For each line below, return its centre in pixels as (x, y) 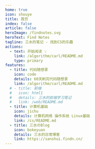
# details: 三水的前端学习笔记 (41, 97)
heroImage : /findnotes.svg (33, 33)
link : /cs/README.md (35, 120)
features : (15, 65)
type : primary (28, 61)
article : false (21, 28)
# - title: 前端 (25, 88)
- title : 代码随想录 (29, 70)
